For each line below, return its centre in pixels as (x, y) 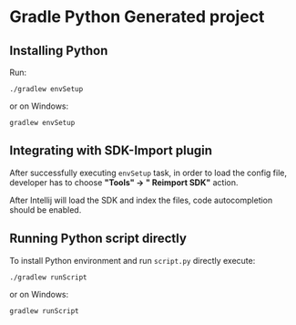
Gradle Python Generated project (137, 17)
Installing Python (59, 51)
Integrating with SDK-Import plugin (111, 151)
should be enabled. (46, 210)
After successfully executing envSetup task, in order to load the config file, (148, 173)
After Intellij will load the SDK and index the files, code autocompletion (141, 200)
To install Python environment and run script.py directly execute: (133, 260)
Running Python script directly (98, 239)
